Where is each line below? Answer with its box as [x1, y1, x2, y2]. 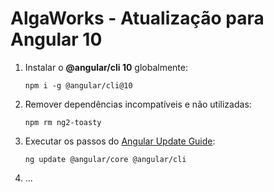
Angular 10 [10, 28, 103, 51]
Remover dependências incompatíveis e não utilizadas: [24, 98, 252, 110]
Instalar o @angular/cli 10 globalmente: [24, 61, 189, 73]
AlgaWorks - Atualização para [10, 7, 265, 30]
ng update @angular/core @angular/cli [24, 154, 187, 164]
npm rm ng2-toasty [24, 117, 102, 127]
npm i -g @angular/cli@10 [24, 80, 133, 91]
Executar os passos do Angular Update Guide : [24, 135, 216, 147]
